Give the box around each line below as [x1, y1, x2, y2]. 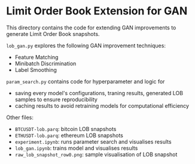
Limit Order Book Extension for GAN [6, 4, 188, 18]
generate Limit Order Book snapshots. [6, 30, 100, 37]
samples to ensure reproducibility [14, 96, 97, 103]
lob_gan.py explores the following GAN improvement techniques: [6, 42, 166, 49]
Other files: [6, 114, 34, 121]
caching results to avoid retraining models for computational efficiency [14, 102, 190, 109]
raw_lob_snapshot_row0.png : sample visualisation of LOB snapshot [14, 151, 178, 158]
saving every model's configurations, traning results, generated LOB [14, 89, 184, 96]
